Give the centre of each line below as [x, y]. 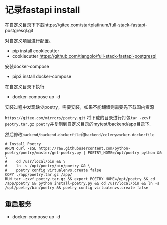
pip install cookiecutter [36, 51]
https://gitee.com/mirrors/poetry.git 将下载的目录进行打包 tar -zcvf [78, 117]
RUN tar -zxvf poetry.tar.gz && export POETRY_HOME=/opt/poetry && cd [80, 179]
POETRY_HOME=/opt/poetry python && [125, 153]
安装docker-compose [27, 66]
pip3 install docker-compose [42, 76]
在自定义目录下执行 [25, 86]
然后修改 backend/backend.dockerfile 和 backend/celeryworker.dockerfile [80, 134]
